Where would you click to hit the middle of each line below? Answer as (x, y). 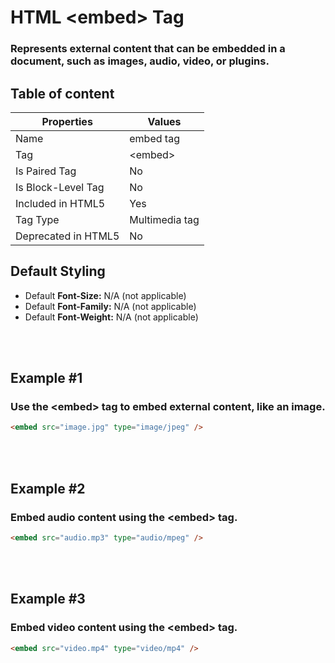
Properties (67, 121)
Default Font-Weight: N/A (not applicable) (111, 317)
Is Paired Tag (46, 171)
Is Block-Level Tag (60, 187)
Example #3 (48, 599)
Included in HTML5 (60, 203)
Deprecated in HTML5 (67, 236)
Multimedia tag (164, 219)
